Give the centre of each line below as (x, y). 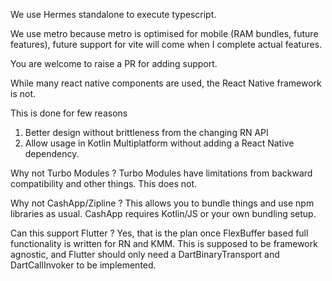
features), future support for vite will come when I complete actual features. (166, 44)
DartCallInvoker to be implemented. (83, 265)
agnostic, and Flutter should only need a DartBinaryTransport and (145, 254)
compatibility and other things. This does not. (104, 183)
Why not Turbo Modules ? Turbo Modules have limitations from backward (161, 173)
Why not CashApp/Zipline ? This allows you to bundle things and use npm (162, 203)
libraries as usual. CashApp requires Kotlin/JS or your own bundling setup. (163, 213)
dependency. (52, 153)
